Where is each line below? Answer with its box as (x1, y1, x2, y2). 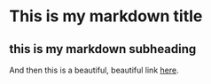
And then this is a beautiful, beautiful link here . (9, 65, 179, 75)
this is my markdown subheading (9, 42, 197, 57)
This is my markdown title (9, 6, 203, 27)
